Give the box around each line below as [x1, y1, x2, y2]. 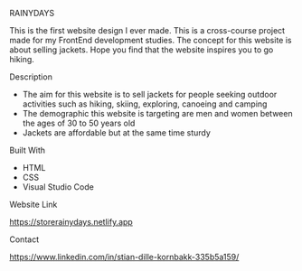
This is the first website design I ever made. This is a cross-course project [9, 25, 286, 35]
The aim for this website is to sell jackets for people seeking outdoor [22, 89, 278, 99]
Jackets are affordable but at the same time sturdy [22, 127, 211, 138]
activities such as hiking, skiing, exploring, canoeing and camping [22, 98, 268, 109]
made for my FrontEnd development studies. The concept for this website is [9, 35, 292, 45]
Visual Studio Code [22, 182, 95, 192]
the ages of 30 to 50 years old [22, 117, 136, 128]
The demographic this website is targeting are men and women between [22, 108, 293, 118]
